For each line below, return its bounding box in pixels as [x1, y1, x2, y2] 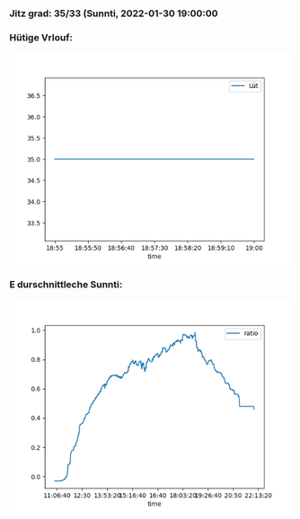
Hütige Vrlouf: [9, 31, 74, 43]
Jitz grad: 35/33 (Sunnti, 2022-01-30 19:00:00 [9, 7, 218, 20]
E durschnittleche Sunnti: [9, 278, 123, 291]
